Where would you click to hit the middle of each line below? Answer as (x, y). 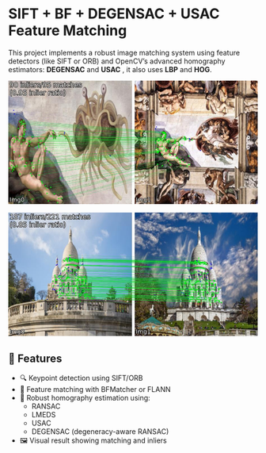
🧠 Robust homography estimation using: (85, 398)
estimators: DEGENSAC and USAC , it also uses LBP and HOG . (110, 69)
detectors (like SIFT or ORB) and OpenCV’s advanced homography (117, 61)
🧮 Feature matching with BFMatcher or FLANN (95, 390)
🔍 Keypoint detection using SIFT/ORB (82, 378)
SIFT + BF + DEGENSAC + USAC (114, 14)
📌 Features (35, 358)
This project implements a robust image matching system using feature (124, 52)
